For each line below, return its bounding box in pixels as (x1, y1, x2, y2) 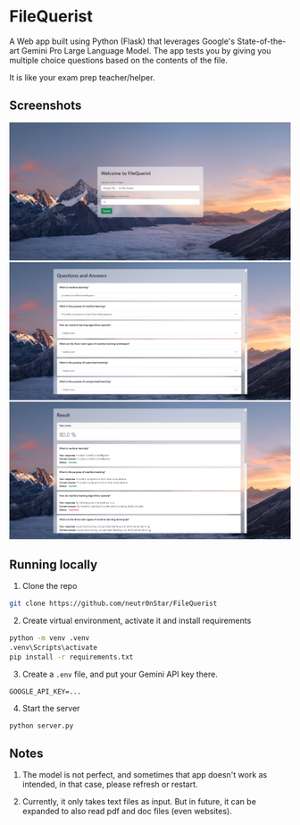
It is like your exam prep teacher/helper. (9, 72, 155, 82)
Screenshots (9, 98, 82, 114)
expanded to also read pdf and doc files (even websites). (21, 806, 232, 817)
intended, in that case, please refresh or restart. (21, 779, 198, 790)
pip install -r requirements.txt (9, 652, 134, 661)
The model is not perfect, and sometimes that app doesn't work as (21, 770, 268, 780)
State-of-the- (236, 36, 287, 46)
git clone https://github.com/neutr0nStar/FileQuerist (9, 599, 218, 609)
